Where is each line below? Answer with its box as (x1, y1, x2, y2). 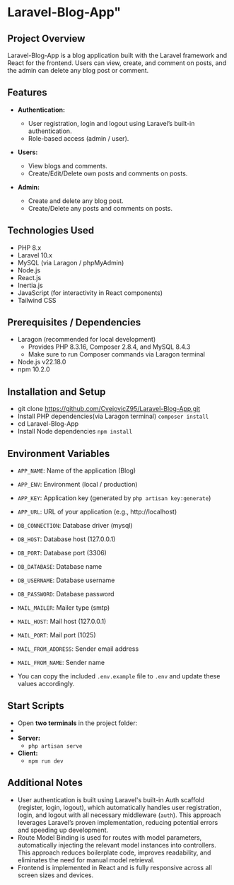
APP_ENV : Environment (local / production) (17, 480, 138, 489)
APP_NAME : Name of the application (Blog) (17, 466, 136, 475)
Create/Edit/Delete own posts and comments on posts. (28, 169, 188, 178)
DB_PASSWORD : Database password (17, 590, 115, 598)
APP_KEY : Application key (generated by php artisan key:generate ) (17, 494, 211, 502)
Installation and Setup (7, 386, 106, 398)
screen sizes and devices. (17, 871, 94, 879)
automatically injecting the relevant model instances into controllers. (17, 840, 217, 849)
